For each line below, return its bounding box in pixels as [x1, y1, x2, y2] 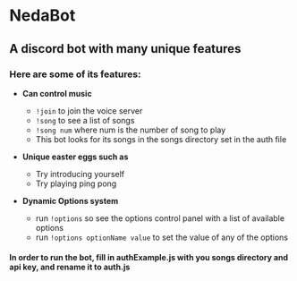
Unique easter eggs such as [21, 151, 129, 162]
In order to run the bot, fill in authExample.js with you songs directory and [9, 252, 289, 263]
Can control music [21, 88, 92, 98]
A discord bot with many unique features [9, 41, 242, 56]
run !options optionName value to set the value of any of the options [35, 232, 289, 243]
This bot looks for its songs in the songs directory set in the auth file [35, 133, 287, 144]
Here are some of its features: [9, 68, 141, 81]
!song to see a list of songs [35, 115, 135, 125]
